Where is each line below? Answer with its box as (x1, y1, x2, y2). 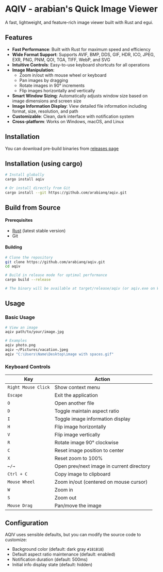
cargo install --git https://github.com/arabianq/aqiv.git (5, 190, 127, 195)
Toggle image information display (54, 416, 130, 423)
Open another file (54, 400, 95, 407)
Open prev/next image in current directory (54, 463, 150, 470)
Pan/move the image (54, 502, 102, 509)
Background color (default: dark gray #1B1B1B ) (12, 546, 104, 552)
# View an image (5, 325, 38, 330)
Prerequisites (5, 217, 33, 223)
